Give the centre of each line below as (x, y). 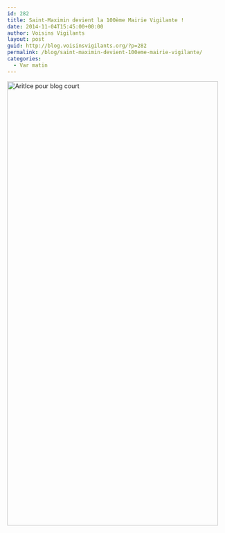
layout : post (26, 40)
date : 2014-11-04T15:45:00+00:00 (55, 26)
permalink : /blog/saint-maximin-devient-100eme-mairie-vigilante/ (105, 53)
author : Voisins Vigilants (46, 33)
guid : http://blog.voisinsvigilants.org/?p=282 (77, 46)
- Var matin (31, 65)
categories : (24, 59)
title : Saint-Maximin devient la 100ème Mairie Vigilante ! (96, 20)
